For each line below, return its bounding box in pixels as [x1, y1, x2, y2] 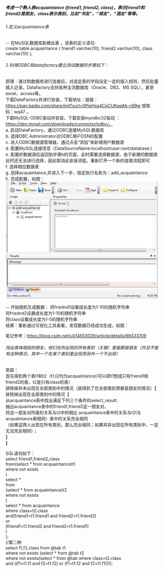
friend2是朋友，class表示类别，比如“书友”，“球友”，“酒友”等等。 [5, 10, 140, 17]
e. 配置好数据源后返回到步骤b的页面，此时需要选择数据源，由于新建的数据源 [5, 151, 158, 157]
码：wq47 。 [5, 109, 31, 115]
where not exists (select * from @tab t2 [5, 550, 84, 556]
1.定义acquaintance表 [5, 23, 49, 29]
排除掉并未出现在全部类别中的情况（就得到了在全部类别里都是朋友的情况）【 [5, 385, 157, 391]
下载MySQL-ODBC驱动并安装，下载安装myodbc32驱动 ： [5, 115, 120, 120]
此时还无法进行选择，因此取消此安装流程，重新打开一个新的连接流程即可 [5, 158, 150, 163]
